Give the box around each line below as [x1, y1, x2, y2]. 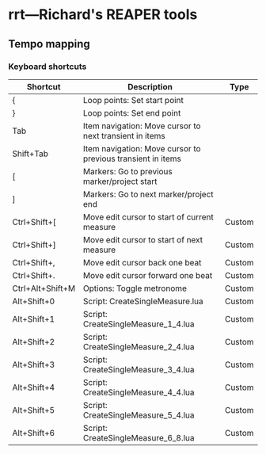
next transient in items [82, 130, 165, 141]
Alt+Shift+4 [12, 382, 55, 393]
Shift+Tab [12, 148, 49, 159]
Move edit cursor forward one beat [82, 269, 213, 280]
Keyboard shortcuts [8, 61, 87, 72]
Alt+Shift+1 [12, 313, 55, 324]
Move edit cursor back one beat [82, 257, 202, 268]
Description [127, 81, 173, 92]
